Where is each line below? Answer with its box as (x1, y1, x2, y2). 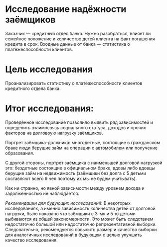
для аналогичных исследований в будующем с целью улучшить (5, 232, 142, 238)
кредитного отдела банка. (5, 85, 61, 91)
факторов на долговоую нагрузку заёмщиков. (5, 130, 103, 136)
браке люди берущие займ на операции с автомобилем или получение (5, 145, 158, 151)
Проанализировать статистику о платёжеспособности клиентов (5, 80, 143, 86)
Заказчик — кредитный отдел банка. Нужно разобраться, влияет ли (5, 30, 151, 36)
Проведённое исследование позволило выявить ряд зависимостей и (5, 119, 154, 125)
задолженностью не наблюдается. (5, 190, 80, 196)
